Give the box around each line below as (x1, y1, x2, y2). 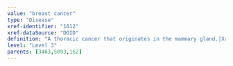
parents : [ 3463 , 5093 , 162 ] (7, 49, 82, 56)
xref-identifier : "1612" (7, 23, 79, 30)
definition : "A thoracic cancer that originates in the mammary (7, 36, 197, 43)
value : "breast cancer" (7, 10, 76, 17)
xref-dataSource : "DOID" (7, 29, 79, 36)
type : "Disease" (7, 16, 54, 23)
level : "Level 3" (7, 42, 58, 49)
